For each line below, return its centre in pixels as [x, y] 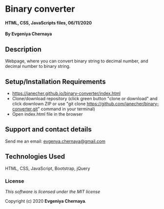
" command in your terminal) [66, 109]
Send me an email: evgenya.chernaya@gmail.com [55, 141]
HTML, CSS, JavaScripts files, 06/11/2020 [49, 22]
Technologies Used [35, 157]
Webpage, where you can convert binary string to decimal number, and [77, 61]
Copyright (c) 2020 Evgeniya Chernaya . [46, 201]
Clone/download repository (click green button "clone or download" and [85, 98]
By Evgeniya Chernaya [29, 34]
